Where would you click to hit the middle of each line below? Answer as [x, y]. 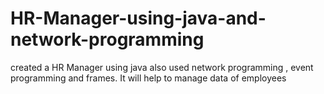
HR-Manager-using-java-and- [138, 18]
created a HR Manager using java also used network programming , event [162, 67]
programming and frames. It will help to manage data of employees [148, 78]
